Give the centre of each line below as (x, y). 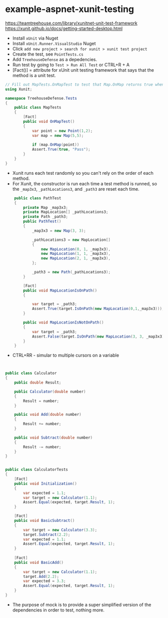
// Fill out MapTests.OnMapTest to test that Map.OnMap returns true (79, 84)
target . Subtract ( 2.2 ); (47, 534)
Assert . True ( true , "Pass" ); (61, 149)
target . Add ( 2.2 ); (41, 576)
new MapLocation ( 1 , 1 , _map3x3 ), (76, 254)
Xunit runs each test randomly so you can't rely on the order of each (83, 173)
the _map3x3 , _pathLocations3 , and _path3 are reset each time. (76, 189)
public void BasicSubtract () (44, 521)
